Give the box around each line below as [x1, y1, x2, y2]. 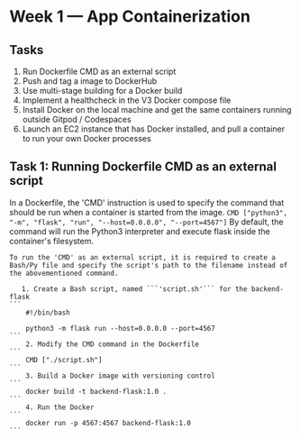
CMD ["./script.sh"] [25, 355, 103, 364]
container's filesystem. [9, 235, 95, 246]
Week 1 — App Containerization [9, 6, 250, 27]
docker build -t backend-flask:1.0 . [25, 387, 168, 396]
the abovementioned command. [9, 269, 119, 278]
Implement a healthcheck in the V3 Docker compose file [22, 95, 232, 105]
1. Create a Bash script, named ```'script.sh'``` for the [21, 284, 248, 294]
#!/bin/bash [25, 308, 70, 317]
